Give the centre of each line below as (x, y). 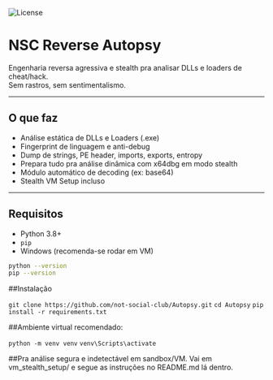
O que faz (33, 118)
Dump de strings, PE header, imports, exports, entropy (111, 155)
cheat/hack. (28, 76)
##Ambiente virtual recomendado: (66, 327)
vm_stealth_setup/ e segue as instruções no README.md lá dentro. (121, 367)
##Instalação (30, 289)
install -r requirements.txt (58, 313)
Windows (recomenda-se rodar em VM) (87, 251)
